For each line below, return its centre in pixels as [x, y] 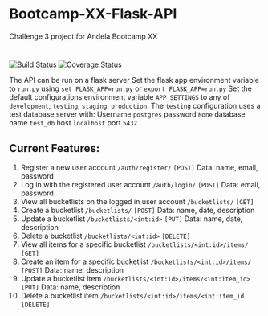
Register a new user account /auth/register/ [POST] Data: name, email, [139, 167]
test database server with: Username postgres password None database [127, 114]
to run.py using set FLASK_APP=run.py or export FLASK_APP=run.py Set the [130, 88]
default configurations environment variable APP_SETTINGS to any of [120, 97]
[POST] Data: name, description [72, 269]
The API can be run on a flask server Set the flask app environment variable [134, 80]
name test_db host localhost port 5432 [73, 123]
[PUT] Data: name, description [70, 287]
